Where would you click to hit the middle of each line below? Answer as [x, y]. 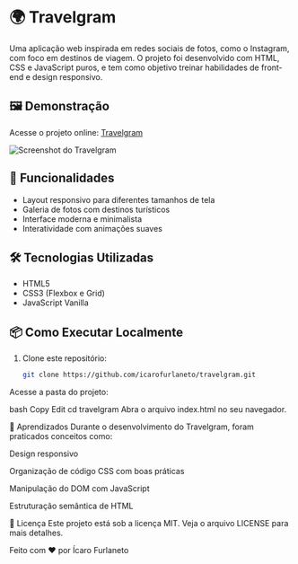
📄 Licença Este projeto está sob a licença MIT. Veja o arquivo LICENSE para [149, 524]
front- [272, 67]
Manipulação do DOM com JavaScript [79, 489]
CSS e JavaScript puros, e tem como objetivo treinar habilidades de [134, 67]
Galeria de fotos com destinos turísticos [96, 209]
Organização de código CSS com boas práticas [97, 471]
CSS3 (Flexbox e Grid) [64, 294]
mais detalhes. [36, 533]
